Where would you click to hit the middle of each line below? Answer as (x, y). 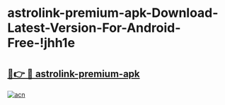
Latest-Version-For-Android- (94, 28)
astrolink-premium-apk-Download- (113, 13)
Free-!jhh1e (41, 43)
